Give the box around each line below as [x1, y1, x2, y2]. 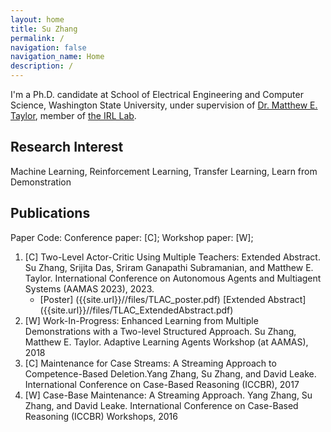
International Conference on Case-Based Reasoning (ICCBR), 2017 [24, 378, 300, 390]
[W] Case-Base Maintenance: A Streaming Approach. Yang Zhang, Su [24, 389, 313, 401]
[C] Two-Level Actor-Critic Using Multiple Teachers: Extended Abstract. [24, 251, 321, 263]
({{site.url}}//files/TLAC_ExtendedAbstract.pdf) [39, 304, 234, 316]
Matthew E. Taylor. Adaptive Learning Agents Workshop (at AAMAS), [24, 336, 309, 348]
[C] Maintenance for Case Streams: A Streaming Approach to [24, 357, 277, 369]
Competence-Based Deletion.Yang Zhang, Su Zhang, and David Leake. [24, 367, 317, 380]
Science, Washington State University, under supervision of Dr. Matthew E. [10, 99, 318, 111]
